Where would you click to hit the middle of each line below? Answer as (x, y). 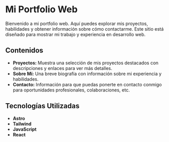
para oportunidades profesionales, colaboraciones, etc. (71, 90)
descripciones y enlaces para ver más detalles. (62, 68)
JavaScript (25, 129)
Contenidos (24, 50)
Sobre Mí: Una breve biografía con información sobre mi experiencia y (87, 74)
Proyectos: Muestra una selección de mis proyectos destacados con (86, 63)
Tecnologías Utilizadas (43, 106)
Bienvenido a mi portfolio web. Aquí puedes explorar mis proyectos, (77, 23)
